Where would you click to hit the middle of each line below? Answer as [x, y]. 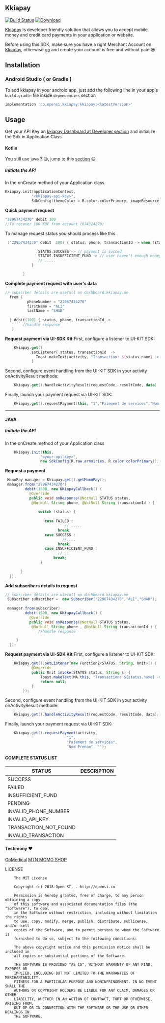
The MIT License [31, 878]
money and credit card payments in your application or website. [69, 35]
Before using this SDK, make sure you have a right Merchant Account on [78, 44]
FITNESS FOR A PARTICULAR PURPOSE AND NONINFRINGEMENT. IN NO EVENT [85, 982]
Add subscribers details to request [41, 586]
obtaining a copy [23, 900]
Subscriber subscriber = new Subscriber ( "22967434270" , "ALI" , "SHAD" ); [82, 599]
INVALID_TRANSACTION [36, 835]
